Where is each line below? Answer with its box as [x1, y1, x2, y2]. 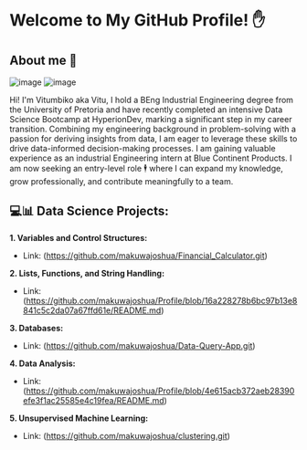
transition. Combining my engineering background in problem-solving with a [9, 123, 297, 134]
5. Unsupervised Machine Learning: [9, 413, 149, 424]
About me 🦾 [9, 52, 78, 68]
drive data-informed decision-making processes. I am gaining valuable [9, 143, 276, 153]
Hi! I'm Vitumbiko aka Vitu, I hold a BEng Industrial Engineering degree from [9, 95, 294, 105]
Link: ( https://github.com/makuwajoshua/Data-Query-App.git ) [22, 340, 256, 351]
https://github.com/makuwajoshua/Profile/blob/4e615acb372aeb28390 [26, 385, 295, 396]
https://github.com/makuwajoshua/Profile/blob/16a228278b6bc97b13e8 [26, 295, 298, 306]
